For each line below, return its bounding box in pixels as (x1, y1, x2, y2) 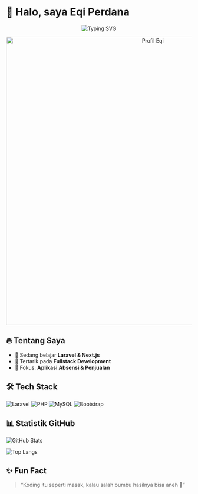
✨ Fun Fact (6, 466, 47, 476)
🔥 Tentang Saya (6, 335, 65, 346)
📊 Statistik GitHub (6, 418, 75, 428)
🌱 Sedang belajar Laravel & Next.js (14, 351, 100, 359)
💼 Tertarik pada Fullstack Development (14, 357, 111, 364)
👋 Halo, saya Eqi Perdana (6, 5, 130, 19)
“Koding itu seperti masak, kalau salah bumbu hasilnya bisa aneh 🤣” (20, 482, 186, 489)
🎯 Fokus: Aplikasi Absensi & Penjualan (14, 364, 110, 371)
